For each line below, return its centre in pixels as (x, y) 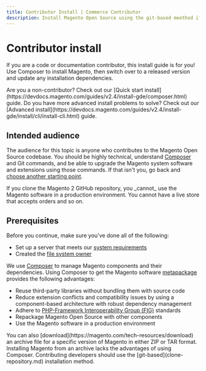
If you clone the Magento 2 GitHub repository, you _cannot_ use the (92, 189)
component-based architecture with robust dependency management (103, 304)
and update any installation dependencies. (60, 78)
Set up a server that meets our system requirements (81, 248)
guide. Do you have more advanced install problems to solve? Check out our (103, 103)
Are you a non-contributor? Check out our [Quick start (75, 90)
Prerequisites (32, 221)
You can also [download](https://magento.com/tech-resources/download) (100, 335)
